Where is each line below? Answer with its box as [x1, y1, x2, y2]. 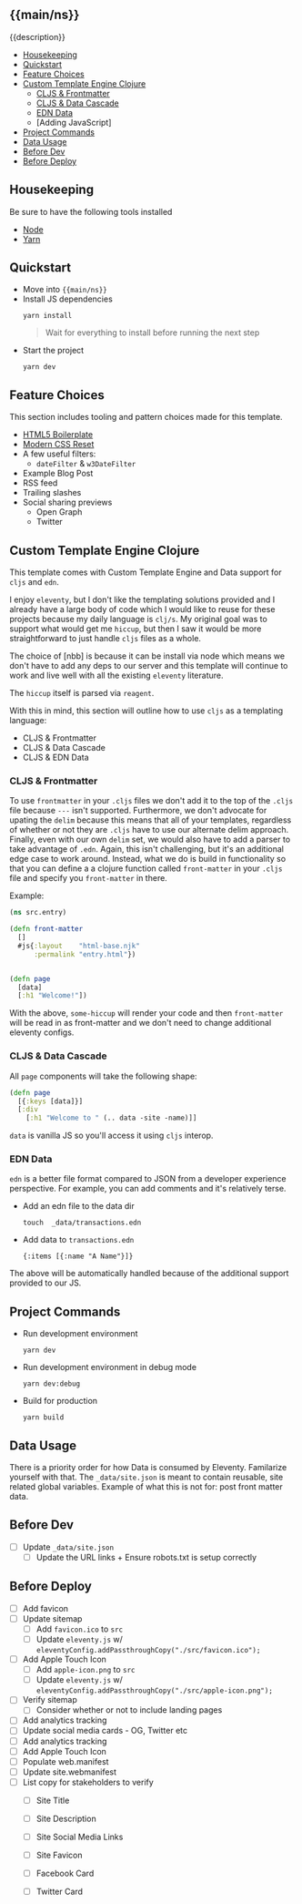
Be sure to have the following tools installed [9, 206, 173, 217]
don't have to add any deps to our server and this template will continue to [9, 660, 288, 671]
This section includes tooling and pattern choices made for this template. [9, 412, 284, 423]
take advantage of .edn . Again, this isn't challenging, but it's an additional [9, 844, 285, 855]
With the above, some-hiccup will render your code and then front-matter [9, 1008, 284, 1019]
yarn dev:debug [22, 1379, 81, 1388]
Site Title [35, 1795, 70, 1806]
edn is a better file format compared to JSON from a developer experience [9, 1173, 287, 1184]
